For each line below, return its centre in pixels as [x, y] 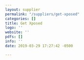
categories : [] [21, 19]
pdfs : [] [14, 37]
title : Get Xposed [24, 23]
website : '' [17, 32]
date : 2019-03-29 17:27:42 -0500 [39, 46]
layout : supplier [23, 10]
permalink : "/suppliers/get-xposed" [42, 14]
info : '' [14, 41]
